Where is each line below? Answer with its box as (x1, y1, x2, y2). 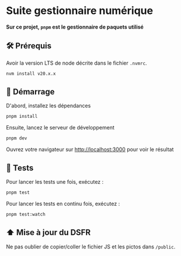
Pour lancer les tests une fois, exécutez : (6, 178, 104, 185)
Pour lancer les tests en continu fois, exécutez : (6, 200, 120, 207)
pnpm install (6, 114, 38, 120)
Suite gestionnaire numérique (6, 4, 154, 17)
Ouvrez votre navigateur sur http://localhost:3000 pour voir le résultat (6, 146, 174, 153)
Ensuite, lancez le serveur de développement (6, 124, 115, 131)
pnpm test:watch (6, 211, 46, 217)
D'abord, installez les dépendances (6, 102, 91, 109)
